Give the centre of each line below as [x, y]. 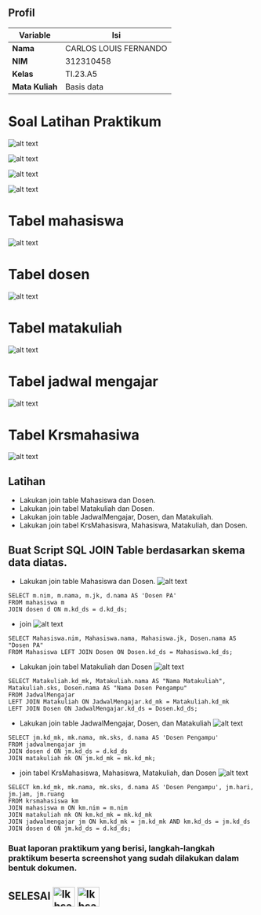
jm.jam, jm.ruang [36, 794]
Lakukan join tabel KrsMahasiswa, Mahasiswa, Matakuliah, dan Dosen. [134, 525]
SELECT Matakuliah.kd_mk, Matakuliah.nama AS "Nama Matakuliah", [117, 682]
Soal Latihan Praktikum [85, 122]
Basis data [85, 86]
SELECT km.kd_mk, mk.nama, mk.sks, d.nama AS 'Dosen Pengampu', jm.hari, [131, 788]
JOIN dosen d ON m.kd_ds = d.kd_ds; [68, 610]
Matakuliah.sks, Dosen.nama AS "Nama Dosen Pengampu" [98, 688]
